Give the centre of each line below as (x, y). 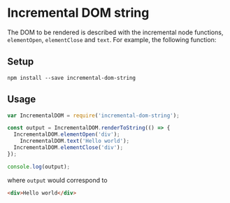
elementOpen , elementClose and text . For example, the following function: (112, 39)
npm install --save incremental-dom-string (72, 78)
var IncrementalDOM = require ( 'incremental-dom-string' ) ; (93, 115)
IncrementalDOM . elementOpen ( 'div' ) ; (67, 134)
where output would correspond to (57, 180)
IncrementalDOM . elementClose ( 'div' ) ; (69, 148)
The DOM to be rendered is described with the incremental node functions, (115, 32)
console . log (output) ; (39, 167)
